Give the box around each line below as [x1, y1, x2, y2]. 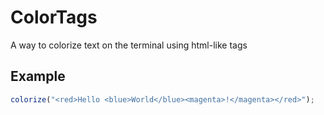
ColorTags [10, 6, 98, 29]
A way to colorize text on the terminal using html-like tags [10, 39, 248, 51]
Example [10, 68, 66, 85]
